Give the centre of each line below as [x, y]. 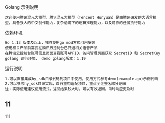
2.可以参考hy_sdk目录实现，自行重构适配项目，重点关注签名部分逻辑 [66, 84]
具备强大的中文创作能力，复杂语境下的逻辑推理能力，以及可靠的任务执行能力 [79, 23]
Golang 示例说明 [22, 7]
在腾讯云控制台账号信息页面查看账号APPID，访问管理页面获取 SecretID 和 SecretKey [83, 53]
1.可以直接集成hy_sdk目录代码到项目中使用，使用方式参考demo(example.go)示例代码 [82, 79]
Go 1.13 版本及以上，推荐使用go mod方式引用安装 [50, 43]
